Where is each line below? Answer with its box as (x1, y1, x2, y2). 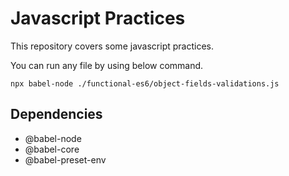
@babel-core (24, 143, 80, 155)
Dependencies (10, 106, 103, 123)
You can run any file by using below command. (10, 59, 204, 71)
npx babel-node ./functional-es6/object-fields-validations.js (10, 78, 280, 89)
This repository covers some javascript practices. (10, 40, 214, 52)
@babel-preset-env (24, 153, 107, 166)
